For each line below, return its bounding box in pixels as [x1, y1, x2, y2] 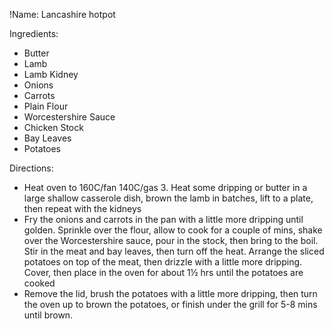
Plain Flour [23, 100, 69, 112]
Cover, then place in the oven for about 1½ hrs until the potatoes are [23, 267, 304, 278]
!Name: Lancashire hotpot [9, 9, 116, 20]
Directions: [9, 162, 54, 174]
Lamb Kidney [23, 69, 79, 80]
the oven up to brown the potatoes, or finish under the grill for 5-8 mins [23, 299, 318, 310]
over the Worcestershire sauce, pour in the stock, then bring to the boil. [23, 235, 319, 246]
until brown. [23, 309, 74, 321]
